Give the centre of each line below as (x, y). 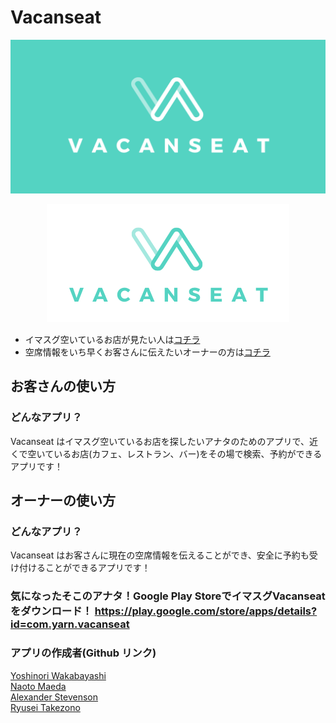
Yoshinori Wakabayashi (58, 675)
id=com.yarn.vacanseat (70, 624)
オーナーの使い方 (63, 501)
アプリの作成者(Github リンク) (83, 653)
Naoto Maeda (38, 686)
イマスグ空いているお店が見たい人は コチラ (112, 340)
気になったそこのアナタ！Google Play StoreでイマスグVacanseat (168, 596)
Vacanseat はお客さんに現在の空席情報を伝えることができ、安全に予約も (160, 555)
